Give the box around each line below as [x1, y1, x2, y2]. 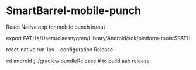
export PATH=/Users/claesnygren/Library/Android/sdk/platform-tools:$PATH [6, 34, 191, 41]
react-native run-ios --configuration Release [6, 45, 113, 53]
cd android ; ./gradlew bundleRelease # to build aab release [6, 57, 150, 64]
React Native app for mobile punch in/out [6, 23, 105, 30]
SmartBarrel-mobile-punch [6, 4, 142, 17]
